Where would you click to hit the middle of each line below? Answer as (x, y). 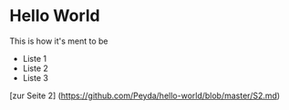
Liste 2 (35, 68)
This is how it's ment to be (59, 41)
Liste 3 (35, 77)
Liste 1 (35, 58)
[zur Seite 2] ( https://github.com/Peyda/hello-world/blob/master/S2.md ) (145, 95)
